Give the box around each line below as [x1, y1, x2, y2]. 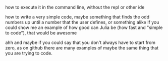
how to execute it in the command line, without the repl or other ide [5, 4, 145, 10]
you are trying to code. [5, 50, 53, 56]
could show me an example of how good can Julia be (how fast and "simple [5, 24, 163, 30]
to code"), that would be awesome [5, 30, 77, 35]
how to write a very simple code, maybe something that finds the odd [5, 14, 150, 19]
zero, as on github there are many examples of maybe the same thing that [5, 45, 159, 50]
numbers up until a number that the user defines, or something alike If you [5, 19, 159, 25]
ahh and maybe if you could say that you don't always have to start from [5, 39, 155, 45]
